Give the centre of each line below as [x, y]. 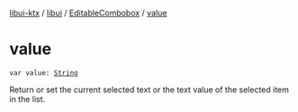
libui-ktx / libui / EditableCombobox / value [88, 13]
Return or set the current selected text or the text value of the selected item [149, 90]
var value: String [44, 73]
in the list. [27, 99]
